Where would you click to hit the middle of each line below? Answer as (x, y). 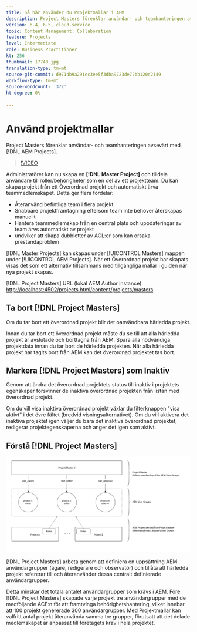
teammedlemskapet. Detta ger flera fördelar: (60, 193)
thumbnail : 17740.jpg (33, 62)
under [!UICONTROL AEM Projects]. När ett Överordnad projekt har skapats (97, 259)
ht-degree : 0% (23, 93)
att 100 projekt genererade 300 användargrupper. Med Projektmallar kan (94, 610)
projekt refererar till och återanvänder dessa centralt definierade (84, 574)
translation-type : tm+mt (36, 68)
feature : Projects (28, 37)
